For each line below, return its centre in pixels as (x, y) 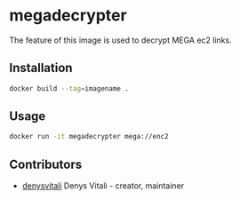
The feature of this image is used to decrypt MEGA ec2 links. (121, 40)
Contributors (46, 164)
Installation (41, 68)
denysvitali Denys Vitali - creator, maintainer (103, 186)
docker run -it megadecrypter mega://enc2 (89, 137)
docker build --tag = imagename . (69, 88)
